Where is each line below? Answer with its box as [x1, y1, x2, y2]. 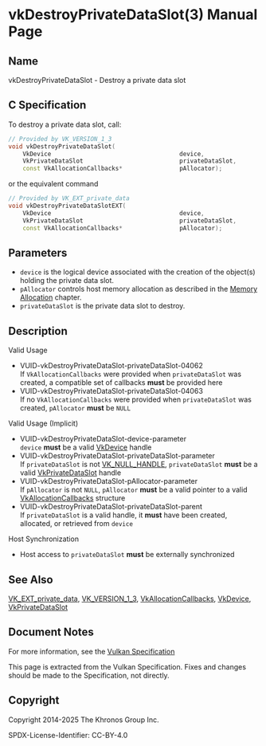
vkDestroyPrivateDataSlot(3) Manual [8, 6, 258, 24]
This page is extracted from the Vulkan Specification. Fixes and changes [8, 662, 247, 671]
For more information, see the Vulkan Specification [8, 646, 175, 656]
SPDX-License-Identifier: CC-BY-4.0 [8, 730, 128, 740]
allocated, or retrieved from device [19, 519, 134, 528]
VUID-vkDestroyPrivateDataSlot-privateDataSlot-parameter [19, 451, 215, 461]
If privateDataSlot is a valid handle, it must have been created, [19, 510, 228, 520]
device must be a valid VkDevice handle [19, 442, 152, 452]
